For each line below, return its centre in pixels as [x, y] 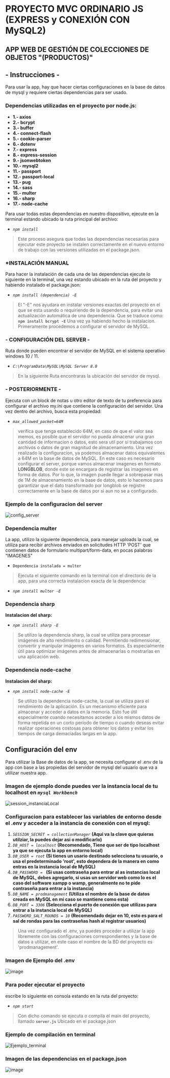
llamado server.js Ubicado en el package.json [67, 1021]
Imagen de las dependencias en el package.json [66, 1059]
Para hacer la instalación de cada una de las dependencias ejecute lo [78, 274]
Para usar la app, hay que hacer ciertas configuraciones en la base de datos [85, 87]
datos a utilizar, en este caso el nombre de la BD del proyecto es [85, 942]
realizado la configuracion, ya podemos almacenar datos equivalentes [91, 453]
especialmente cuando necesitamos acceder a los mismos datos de [89, 717]
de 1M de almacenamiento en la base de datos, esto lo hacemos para [90, 480]
